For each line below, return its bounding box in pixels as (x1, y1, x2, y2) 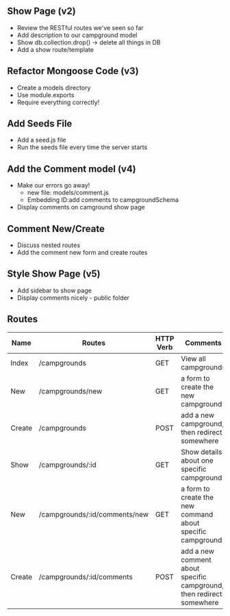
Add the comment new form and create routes (16, 248, 148, 257)
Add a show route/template (16, 45, 94, 53)
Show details (181, 447, 222, 457)
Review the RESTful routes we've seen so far (16, 23, 144, 31)
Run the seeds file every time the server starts (16, 143, 148, 151)
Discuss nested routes (16, 241, 81, 249)
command (181, 509, 214, 519)
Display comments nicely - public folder (16, 294, 130, 302)
